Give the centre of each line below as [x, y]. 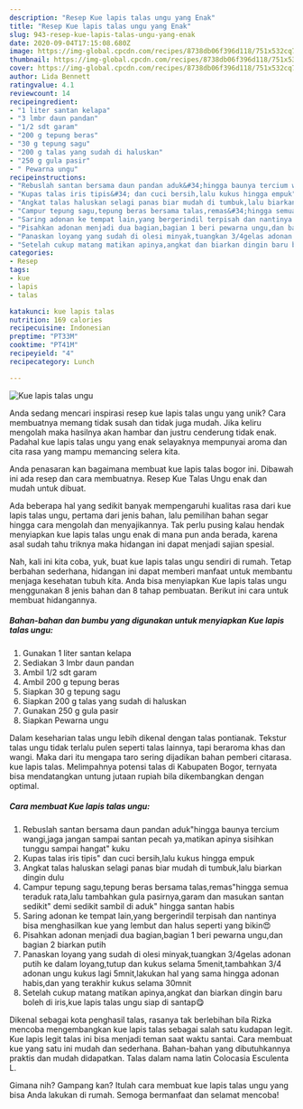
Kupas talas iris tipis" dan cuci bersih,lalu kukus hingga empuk [138, 858]
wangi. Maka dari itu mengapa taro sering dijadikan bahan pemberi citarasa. [151, 757]
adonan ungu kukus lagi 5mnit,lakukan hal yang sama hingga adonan [151, 973]
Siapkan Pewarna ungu [65, 720]
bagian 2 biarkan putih [64, 945]
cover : [22, 69]
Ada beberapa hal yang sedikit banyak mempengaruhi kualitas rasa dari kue [150, 505]
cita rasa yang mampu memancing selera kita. [95, 451]
